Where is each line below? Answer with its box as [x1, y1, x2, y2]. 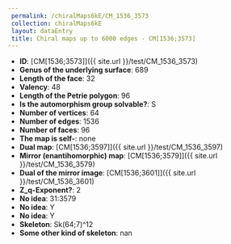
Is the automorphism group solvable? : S [19, 99, 157, 109]
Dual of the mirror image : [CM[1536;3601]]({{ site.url [19, 168, 196, 178]
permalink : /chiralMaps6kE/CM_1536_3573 [10, 11, 149, 20]
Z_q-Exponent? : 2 [19, 185, 82, 195]
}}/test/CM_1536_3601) [19, 177, 94, 187]
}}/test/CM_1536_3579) [19, 159, 96, 170]
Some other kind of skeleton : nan [19, 228, 132, 238]
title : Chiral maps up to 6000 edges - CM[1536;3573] [10, 34, 196, 43]
